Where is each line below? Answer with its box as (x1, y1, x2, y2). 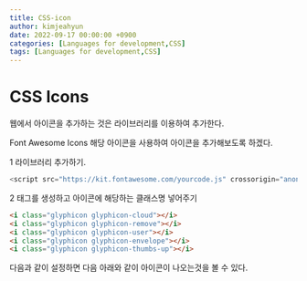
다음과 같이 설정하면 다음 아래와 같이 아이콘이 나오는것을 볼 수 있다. (9, 262, 249, 274)
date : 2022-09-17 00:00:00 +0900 (9, 30, 137, 39)
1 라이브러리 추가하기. (9, 157, 87, 168)
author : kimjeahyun (9, 22, 84, 31)
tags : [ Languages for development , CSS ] (9, 47, 162, 57)
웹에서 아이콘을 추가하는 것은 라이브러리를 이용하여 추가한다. (9, 118, 225, 129)
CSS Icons (9, 87, 90, 108)
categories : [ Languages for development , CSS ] (9, 38, 185, 48)
